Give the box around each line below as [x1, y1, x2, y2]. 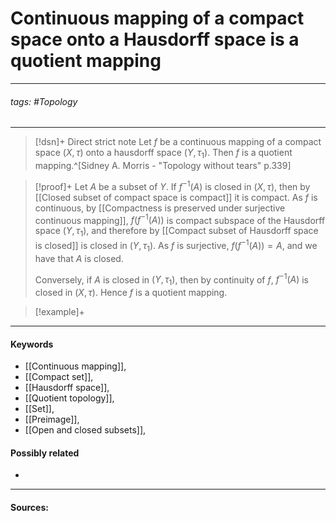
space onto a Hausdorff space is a [10, 28, 300, 51]
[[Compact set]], [24, 371, 94, 383]
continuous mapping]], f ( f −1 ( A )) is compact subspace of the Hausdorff [34, 212, 326, 226]
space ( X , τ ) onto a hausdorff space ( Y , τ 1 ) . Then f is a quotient [34, 147, 293, 161]
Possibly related [10, 447, 80, 459]
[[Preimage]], [24, 413, 80, 426]
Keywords [10, 338, 54, 350]
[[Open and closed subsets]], [24, 424, 147, 436]
